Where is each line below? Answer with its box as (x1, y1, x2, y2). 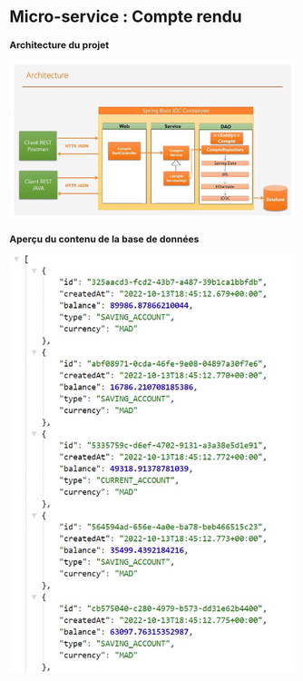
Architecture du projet (9, 39, 110, 52)
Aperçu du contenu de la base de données (9, 232, 200, 245)
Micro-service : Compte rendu (9, 6, 242, 27)
